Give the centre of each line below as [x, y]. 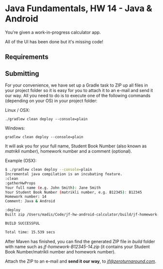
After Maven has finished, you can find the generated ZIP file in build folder [80, 241]
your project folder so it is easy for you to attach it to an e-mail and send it [79, 90]
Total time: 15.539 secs [30, 232]
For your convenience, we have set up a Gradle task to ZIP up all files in [76, 85]
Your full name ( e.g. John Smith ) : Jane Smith [53, 188]
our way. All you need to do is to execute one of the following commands [78, 96]
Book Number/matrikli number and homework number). [60, 251]
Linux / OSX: [17, 110]
